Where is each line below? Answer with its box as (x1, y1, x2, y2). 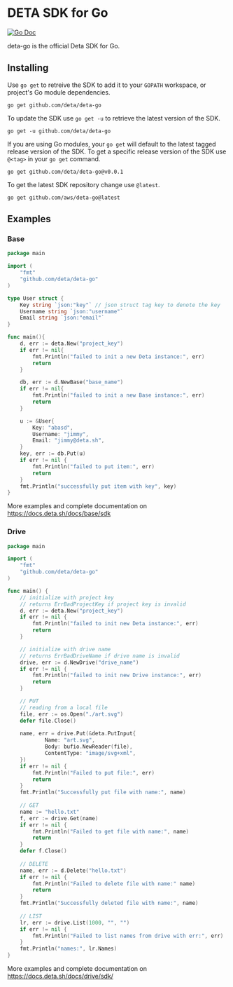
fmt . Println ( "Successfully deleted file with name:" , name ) (20, 899, 199, 907)
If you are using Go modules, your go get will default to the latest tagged (7, 139, 216, 148)
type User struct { (7, 294, 64, 302)
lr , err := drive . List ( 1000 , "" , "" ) (20, 919, 130, 926)
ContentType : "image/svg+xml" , (44, 750, 136, 757)
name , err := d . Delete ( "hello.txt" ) (20, 867, 127, 874)
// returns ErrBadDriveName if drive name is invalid (20, 652, 180, 660)
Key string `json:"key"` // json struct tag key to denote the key (20, 301, 220, 308)
